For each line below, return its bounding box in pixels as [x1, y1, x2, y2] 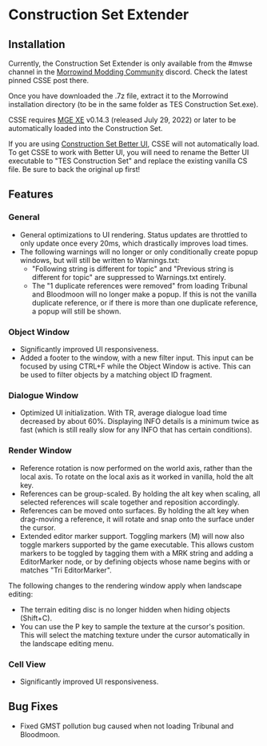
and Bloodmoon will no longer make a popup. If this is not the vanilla [31, 289, 257, 299]
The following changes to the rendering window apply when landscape [8, 580, 242, 590]
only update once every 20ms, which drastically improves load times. [19, 238, 249, 248]
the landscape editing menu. [19, 638, 114, 648]
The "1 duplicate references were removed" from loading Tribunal [31, 281, 248, 290]
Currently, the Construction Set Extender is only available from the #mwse [8, 58, 253, 68]
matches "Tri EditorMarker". [19, 565, 112, 575]
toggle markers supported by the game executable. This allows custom [19, 540, 254, 549]
